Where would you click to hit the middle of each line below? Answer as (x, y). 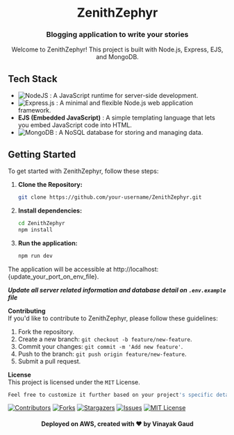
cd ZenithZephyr (41, 223)
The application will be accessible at (60, 269)
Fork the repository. (46, 331)
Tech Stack (33, 79)
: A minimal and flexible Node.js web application (125, 103)
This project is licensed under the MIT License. (74, 382)
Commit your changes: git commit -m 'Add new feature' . (100, 346)
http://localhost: (136, 269)
